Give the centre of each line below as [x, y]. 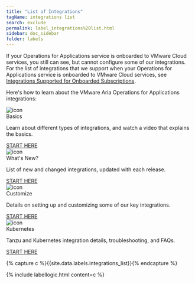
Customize [19, 193]
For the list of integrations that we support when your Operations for [89, 68]
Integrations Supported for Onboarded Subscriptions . [71, 81]
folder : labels [25, 39]
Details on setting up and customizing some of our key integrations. [88, 205]
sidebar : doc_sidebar [33, 34]
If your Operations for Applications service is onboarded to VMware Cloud [97, 56]
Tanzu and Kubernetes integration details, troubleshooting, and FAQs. [91, 240]
